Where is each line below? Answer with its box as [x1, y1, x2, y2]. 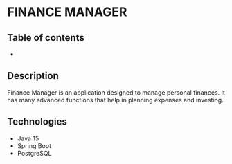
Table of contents [7, 32, 84, 44]
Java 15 [17, 134, 39, 143]
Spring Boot [17, 141, 52, 149]
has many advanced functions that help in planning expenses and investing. [7, 95, 224, 104]
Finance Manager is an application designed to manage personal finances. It [7, 88, 225, 97]
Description [7, 70, 59, 82]
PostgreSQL [17, 149, 52, 157]
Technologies [7, 116, 68, 128]
